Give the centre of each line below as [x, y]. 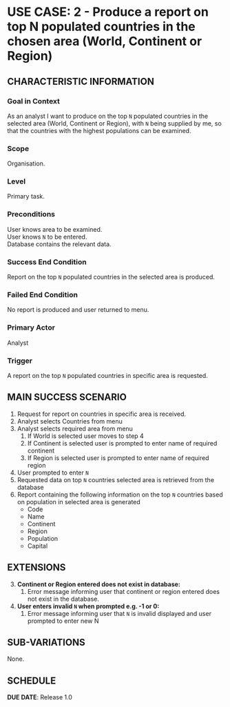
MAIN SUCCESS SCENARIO [67, 397]
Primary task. [26, 197]
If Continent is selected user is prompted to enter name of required [122, 443]
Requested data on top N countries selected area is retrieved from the [116, 479]
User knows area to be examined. [55, 229]
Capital [38, 546]
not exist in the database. [63, 599]
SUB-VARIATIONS [46, 642]
